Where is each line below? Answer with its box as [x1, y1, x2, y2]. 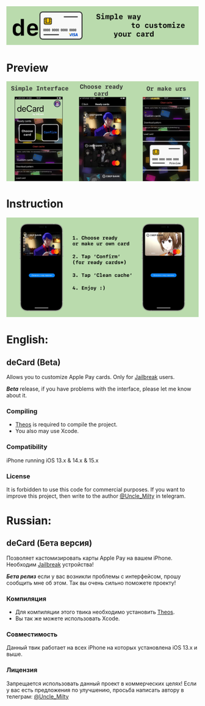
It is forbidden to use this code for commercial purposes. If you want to [6, 486, 185, 493]
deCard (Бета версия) [6, 538, 93, 549]
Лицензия [6, 666, 38, 674]
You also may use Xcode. [15, 427, 79, 435]
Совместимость [6, 630, 58, 639]
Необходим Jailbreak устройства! [6, 560, 94, 568]
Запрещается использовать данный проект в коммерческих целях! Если [6, 680, 197, 687]
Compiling [6, 407, 38, 415]
